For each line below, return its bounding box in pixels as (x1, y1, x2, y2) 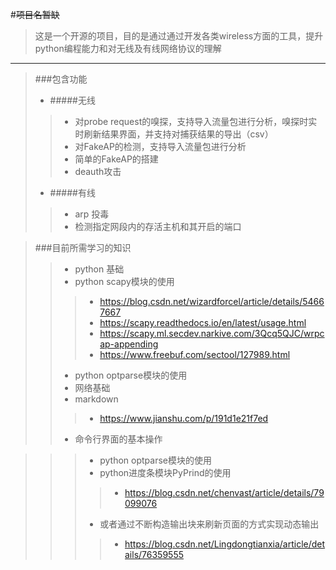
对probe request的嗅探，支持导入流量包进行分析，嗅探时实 (74, 116, 318, 127)
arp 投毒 (74, 208, 110, 220)
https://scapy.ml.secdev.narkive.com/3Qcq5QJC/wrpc (99, 328, 325, 339)
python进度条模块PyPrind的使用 (99, 467, 232, 478)
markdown (74, 393, 119, 405)
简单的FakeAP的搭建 (74, 153, 159, 165)
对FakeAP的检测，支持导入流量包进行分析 (74, 141, 247, 152)
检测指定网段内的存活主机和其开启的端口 (74, 221, 242, 232)
